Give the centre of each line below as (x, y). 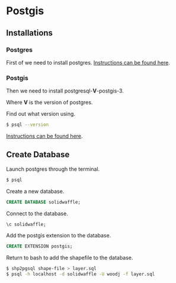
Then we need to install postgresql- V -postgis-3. (65, 91)
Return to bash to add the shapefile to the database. (70, 258)
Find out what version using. (41, 114)
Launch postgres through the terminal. (53, 169)
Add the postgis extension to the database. (59, 236)
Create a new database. (35, 191)
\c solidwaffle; (26, 224)
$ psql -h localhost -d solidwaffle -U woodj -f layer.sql (81, 274)
